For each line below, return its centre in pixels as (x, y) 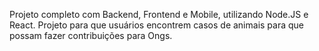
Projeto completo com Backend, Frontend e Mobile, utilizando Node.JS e (159, 14)
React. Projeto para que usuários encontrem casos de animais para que (157, 25)
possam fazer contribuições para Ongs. (91, 35)
